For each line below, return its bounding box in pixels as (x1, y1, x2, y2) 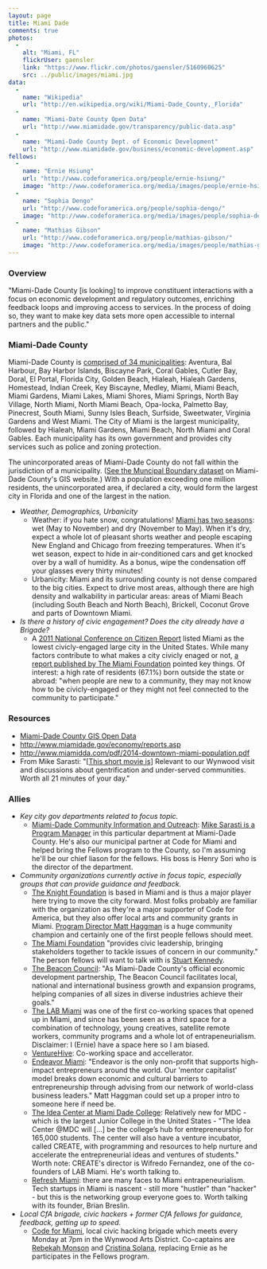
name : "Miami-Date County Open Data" (22, 116, 148, 123)
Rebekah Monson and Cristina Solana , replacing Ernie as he (31, 1243, 228, 1252)
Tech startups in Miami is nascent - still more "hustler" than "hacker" (31, 1184, 257, 1193)
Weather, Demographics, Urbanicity (19, 507, 138, 516)
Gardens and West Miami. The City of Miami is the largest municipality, (8, 417, 240, 426)
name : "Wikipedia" (22, 93, 83, 101)
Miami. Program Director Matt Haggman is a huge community (31, 921, 233, 930)
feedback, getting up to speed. (19, 1217, 122, 1227)
